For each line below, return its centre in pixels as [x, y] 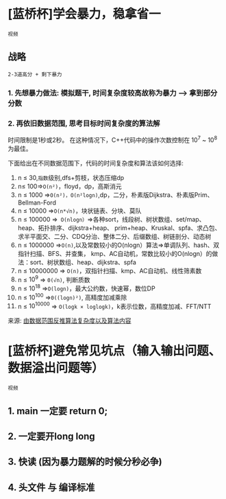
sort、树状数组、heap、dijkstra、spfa [83, 262]
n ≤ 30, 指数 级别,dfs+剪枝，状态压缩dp [71, 177]
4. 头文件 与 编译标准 [51, 487]
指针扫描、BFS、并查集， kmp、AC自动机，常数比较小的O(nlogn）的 [115, 253]
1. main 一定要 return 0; [58, 411]
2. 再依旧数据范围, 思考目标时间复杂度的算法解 [84, 123]
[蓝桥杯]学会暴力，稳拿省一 [85, 14]
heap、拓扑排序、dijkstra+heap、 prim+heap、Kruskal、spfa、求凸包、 [119, 228]
